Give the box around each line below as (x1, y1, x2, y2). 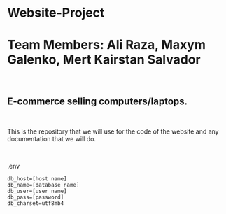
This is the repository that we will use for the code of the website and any (7, 127, 219, 136)
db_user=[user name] (7, 187, 68, 194)
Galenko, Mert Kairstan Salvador (7, 52, 201, 68)
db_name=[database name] (7, 181, 80, 188)
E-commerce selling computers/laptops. (7, 95, 188, 107)
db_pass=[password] (7, 194, 64, 201)
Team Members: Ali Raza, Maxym (7, 37, 206, 53)
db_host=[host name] (7, 175, 68, 183)
